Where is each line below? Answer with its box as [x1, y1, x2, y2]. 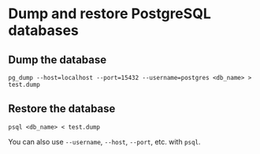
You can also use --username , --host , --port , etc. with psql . [8, 137, 201, 146]
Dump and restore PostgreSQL [8, 5, 211, 23]
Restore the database [8, 102, 116, 115]
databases [8, 21, 79, 39]
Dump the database [8, 53, 107, 66]
